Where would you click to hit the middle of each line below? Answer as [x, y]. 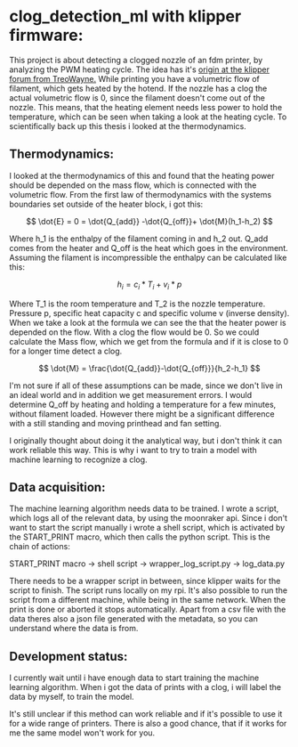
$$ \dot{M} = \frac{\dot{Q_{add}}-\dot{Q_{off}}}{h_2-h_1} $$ [149, 368]
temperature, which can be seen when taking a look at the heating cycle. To [148, 117]
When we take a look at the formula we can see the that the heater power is [148, 322]
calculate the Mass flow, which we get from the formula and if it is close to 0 [149, 341]
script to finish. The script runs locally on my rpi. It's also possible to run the [148, 590]
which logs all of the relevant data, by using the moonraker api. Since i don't [148, 518]
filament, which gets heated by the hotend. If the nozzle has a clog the [138, 88]
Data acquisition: [57, 487]
